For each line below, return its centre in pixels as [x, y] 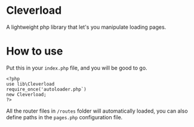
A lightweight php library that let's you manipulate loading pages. [86, 27]
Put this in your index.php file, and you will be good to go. [77, 68]
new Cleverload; [26, 94]
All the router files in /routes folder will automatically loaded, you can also [97, 111]
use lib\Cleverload [30, 84]
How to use [35, 51]
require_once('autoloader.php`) [46, 89]
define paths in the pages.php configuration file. [64, 117]
